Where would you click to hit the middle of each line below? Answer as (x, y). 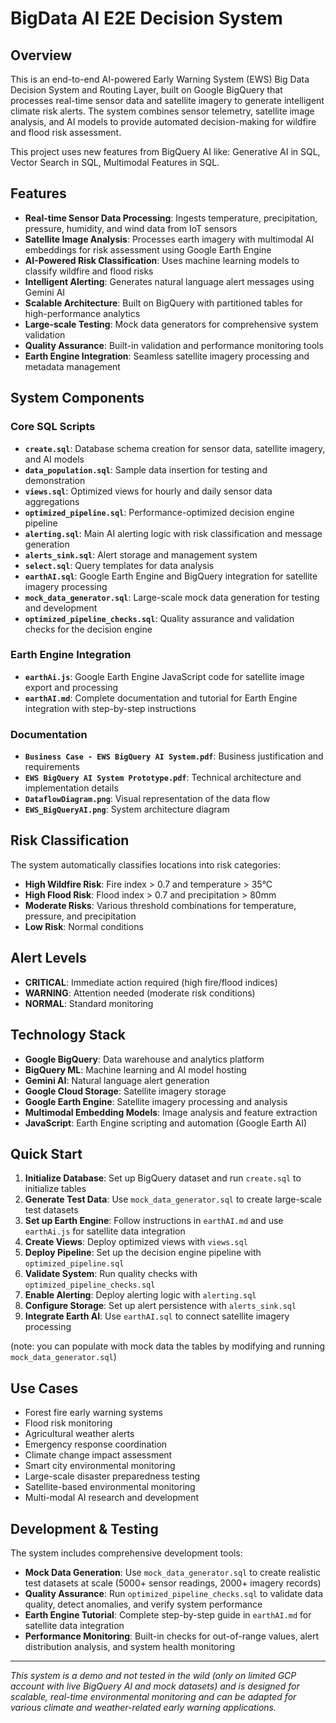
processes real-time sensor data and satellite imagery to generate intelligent (167, 100)
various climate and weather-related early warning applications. (143, 1707)
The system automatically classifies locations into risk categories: (146, 864)
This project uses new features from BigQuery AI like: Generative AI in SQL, (165, 151)
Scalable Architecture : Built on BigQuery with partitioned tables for (163, 303)
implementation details (71, 788)
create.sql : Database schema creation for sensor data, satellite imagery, (175, 448)
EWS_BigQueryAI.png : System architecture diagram (127, 809)
